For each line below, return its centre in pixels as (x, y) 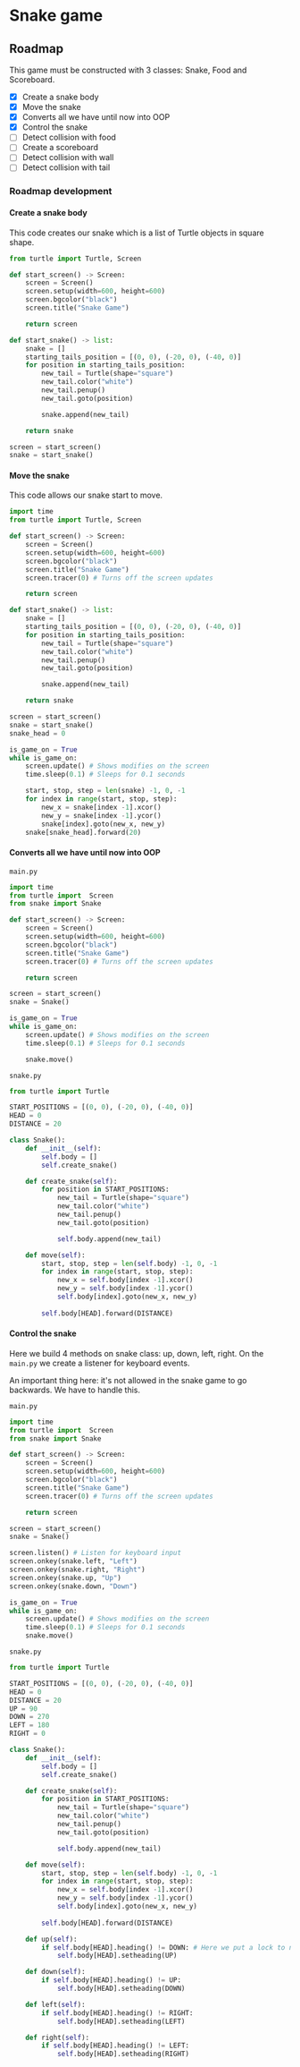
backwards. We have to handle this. (75, 1390)
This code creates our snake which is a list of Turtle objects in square (137, 233)
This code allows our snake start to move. (86, 495)
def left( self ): (56, 2004)
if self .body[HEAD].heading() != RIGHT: (117, 2013)
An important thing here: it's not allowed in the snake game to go (128, 1380)
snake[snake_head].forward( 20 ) (83, 832)
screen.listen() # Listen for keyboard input (95, 1553)
